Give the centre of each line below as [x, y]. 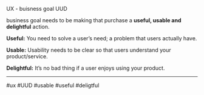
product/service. [27, 56]
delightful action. [28, 27]
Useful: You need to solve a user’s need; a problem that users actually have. [102, 38]
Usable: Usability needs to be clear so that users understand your [89, 50]
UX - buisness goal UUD [37, 9]
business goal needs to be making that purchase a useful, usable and [94, 20]
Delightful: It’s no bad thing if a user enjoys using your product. [86, 68]
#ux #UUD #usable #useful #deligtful [53, 85]
